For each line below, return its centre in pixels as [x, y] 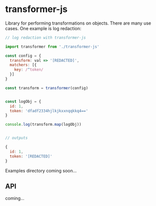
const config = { [23, 56]
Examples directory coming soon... [41, 170]
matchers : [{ [23, 65]
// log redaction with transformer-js [45, 38]
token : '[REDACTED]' [31, 156]
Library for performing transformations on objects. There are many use [78, 23]
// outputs [16, 138]
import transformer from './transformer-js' [52, 47]
